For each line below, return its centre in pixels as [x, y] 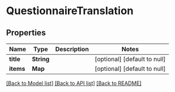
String [40, 59]
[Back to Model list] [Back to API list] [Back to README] [74, 83]
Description [72, 49]
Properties [26, 33]
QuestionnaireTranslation [70, 11]
